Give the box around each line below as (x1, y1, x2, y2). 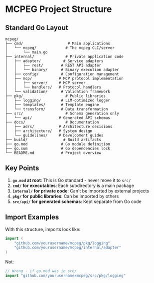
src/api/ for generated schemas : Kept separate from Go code (12, 198, 142, 204)
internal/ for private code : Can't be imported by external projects (12, 187, 150, 193)
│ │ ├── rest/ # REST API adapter (5, 63, 101, 68)
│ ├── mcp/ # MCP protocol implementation (5, 76, 124, 81)
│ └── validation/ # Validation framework (5, 89, 111, 94)
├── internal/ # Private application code (5, 54, 124, 59)
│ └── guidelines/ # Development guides (5, 133, 104, 138)
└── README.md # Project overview (5, 150, 101, 155)
